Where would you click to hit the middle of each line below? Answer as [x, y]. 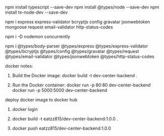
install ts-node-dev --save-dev [36, 12]
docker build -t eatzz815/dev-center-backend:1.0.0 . [65, 119]
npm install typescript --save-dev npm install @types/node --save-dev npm [82, 7]
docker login [25, 109]
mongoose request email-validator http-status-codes [59, 27]
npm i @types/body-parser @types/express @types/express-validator [77, 46]
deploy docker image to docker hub [41, 100]
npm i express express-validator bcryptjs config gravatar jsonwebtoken [78, 22]
